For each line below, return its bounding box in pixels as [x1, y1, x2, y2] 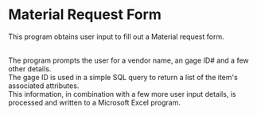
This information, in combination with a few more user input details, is [8, 89, 236, 98]
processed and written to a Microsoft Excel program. [8, 98, 181, 107]
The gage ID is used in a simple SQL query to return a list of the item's [8, 72, 239, 82]
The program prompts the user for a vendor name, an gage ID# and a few [8, 56, 249, 65]
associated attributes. [8, 81, 80, 90]
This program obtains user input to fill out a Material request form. [8, 32, 224, 41]
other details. [8, 63, 52, 73]
